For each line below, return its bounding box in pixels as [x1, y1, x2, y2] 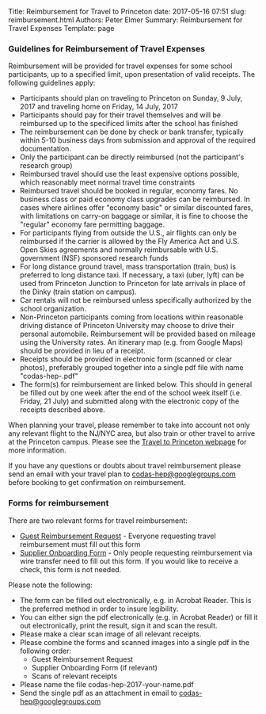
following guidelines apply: [8, 78, 96, 88]
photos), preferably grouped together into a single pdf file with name [19, 363, 244, 372]
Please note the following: [8, 580, 93, 590]
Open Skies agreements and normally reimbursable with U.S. [19, 245, 218, 254]
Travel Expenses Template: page [8, 24, 115, 32]
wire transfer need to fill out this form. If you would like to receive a [19, 556, 239, 566]
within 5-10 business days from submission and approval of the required [19, 136, 256, 145]
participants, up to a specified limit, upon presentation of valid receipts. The [8, 70, 256, 79]
